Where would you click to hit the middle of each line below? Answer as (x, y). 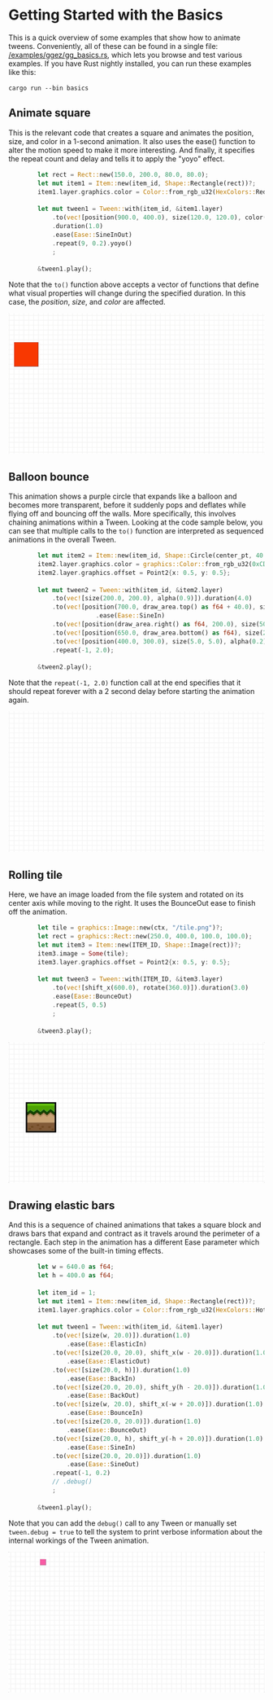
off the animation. (38, 912)
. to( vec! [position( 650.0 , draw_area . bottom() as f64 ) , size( (158, 633)
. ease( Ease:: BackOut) (103, 1396)
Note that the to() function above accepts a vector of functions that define (134, 285)
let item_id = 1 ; (67, 1293)
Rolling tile (36, 874)
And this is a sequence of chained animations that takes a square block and (135, 1225)
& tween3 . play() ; (65, 1031)
